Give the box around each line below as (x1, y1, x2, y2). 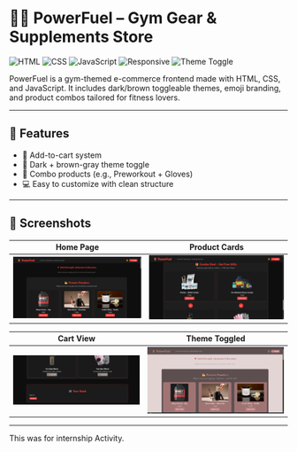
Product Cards (189, 242, 245, 253)
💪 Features (9, 126, 70, 141)
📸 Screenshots (9, 216, 92, 231)
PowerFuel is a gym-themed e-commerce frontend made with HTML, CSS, (9, 73, 281, 83)
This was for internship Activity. (9, 433, 125, 444)
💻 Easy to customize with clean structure (21, 178, 174, 189)
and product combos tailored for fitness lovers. (9, 92, 180, 103)
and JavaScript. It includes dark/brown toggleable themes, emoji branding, (9, 82, 281, 93)
